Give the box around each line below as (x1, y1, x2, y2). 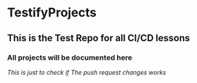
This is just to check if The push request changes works (7, 68, 167, 76)
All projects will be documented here (7, 53, 133, 62)
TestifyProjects (7, 5, 97, 21)
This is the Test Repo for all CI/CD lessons (7, 32, 191, 44)
